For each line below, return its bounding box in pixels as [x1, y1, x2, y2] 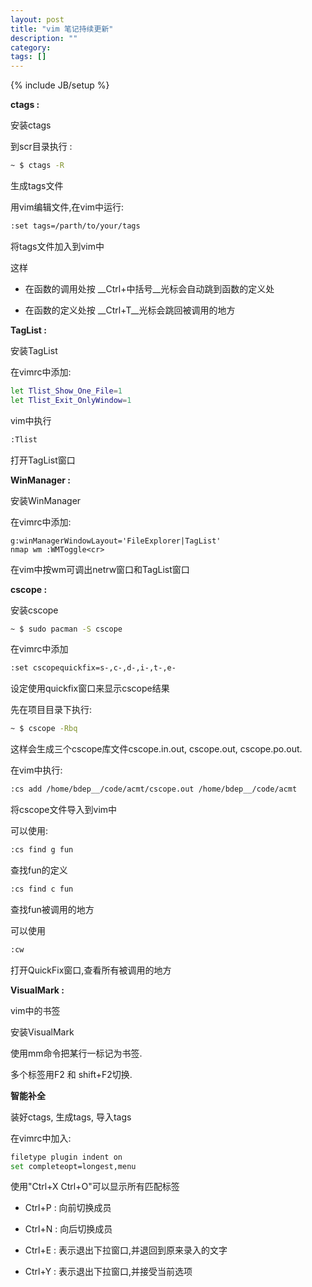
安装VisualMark [10, 1026, 75, 1038]
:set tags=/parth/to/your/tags [10, 221, 141, 231]
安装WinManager [10, 494, 82, 506]
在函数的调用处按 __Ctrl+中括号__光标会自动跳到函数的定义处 [24, 282, 275, 295]
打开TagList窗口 [10, 454, 76, 466]
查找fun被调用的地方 [10, 903, 95, 915]
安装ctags [10, 119, 52, 131]
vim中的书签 [10, 1004, 61, 1016]
